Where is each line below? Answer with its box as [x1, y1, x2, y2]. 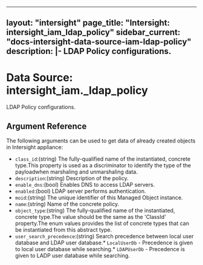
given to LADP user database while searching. [14, 252, 130, 260]
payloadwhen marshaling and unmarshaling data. [14, 168, 138, 176]
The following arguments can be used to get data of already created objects [6, 137, 196, 144]
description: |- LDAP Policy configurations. [6, 46, 172, 56]
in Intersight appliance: [6, 144, 63, 151]
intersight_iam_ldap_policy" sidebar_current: [6, 27, 181, 38]
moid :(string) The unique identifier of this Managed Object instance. [14, 194, 183, 201]
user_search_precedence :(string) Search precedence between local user [14, 233, 195, 240]
